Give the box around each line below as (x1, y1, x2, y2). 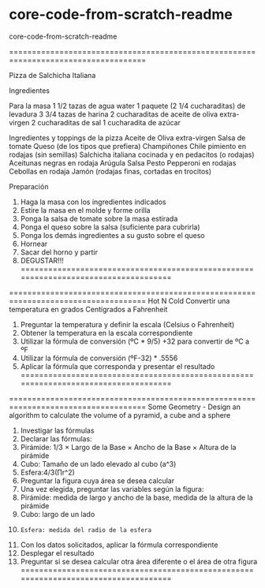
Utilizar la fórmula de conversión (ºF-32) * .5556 (20, 353, 178, 363)
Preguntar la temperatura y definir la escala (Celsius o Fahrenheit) (20, 319, 235, 329)
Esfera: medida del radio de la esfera (20, 526, 152, 534)
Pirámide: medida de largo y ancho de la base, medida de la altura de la (20, 493, 253, 502)
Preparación (9, 181, 49, 191)
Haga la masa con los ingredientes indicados (20, 197, 166, 207)
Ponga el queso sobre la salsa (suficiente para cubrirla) (20, 222, 200, 232)
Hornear (20, 239, 48, 248)
